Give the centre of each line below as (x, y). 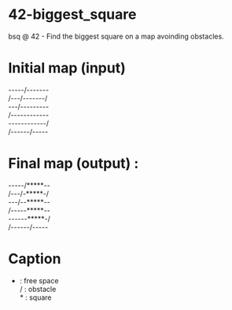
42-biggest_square (72, 15)
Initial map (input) (67, 68)
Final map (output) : (74, 164)
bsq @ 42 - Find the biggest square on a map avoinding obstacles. (116, 36)
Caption (35, 259)
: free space (39, 280)
